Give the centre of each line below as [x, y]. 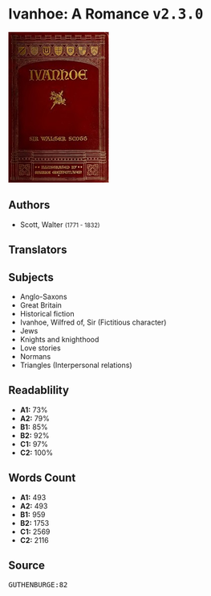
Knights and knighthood [59, 339]
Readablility [39, 390]
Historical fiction [47, 313]
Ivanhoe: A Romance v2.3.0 [106, 14]
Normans [35, 356]
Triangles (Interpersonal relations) [76, 365]
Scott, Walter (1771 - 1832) [60, 224]
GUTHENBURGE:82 [38, 585]
